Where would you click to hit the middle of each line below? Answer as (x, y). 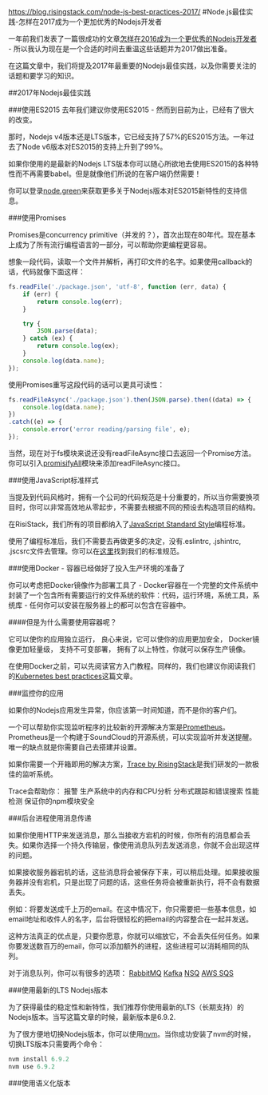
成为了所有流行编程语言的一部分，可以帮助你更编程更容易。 (113, 245)
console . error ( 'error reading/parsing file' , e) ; (107, 430)
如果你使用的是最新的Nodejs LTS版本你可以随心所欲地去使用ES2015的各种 (130, 164)
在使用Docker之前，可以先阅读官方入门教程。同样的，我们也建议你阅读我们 (132, 665)
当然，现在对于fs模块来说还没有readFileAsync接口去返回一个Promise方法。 (132, 453)
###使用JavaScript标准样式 (53, 480)
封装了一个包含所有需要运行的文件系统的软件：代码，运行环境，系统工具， (130, 595)
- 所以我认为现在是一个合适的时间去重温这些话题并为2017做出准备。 (120, 49)
